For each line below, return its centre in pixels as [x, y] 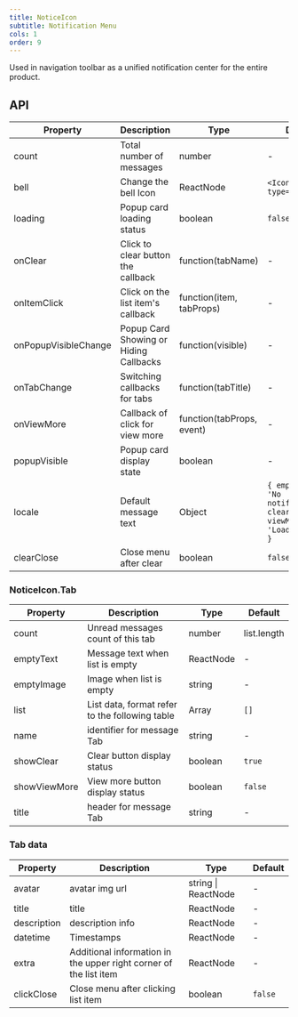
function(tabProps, [218, 419]
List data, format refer [132, 705]
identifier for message [133, 730]
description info [102, 923]
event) [192, 430]
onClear [30, 261]
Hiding [133, 351]
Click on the [145, 292]
